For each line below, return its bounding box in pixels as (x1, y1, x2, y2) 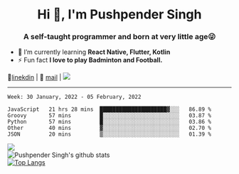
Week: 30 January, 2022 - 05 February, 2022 (7, 94, 142, 101)
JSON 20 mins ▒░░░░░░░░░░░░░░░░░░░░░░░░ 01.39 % (7, 131, 212, 138)
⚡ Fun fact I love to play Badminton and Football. (17, 56, 163, 65)
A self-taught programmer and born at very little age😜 (23, 32, 216, 42)
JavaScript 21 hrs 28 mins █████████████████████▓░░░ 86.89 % (7, 106, 212, 113)
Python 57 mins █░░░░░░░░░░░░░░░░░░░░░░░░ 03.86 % (7, 119, 212, 126)
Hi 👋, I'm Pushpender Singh (37, 6, 202, 23)
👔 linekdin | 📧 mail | (7, 73, 62, 82)
